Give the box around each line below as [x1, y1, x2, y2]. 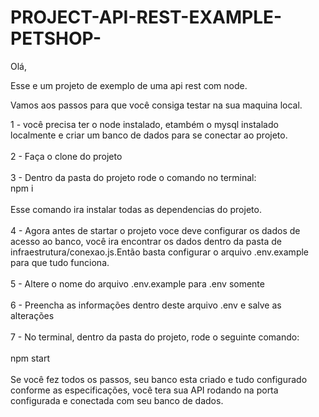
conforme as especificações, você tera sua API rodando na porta [10, 384, 279, 396]
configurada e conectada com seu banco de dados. [10, 394, 224, 406]
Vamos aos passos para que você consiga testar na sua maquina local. [10, 99, 303, 111]
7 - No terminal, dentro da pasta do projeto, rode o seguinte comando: [10, 331, 300, 343]
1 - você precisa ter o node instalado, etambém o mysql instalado [10, 118, 279, 130]
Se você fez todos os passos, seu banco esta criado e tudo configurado [10, 373, 308, 385]
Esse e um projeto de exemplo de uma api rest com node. [10, 79, 248, 91]
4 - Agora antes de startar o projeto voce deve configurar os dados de [10, 224, 301, 236]
